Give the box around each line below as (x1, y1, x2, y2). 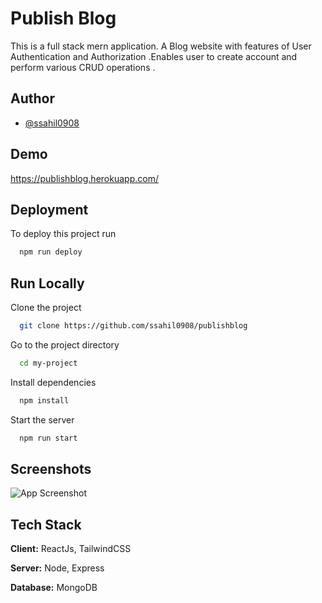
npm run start (19, 433, 78, 443)
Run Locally (10, 275, 85, 292)
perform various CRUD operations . (10, 61, 156, 73)
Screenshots (10, 460, 92, 477)
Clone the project (10, 302, 82, 314)
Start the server (10, 413, 75, 426)
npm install (19, 395, 70, 406)
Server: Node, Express (10, 562, 105, 574)
